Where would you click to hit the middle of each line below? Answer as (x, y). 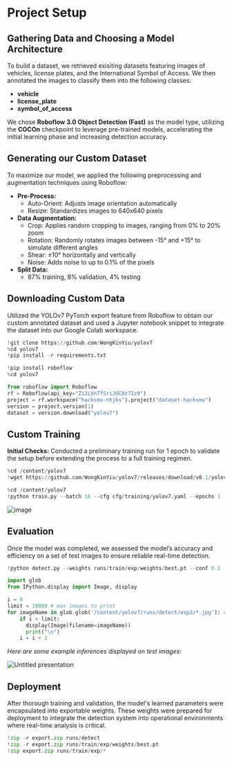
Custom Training (44, 434)
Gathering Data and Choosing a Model (91, 38)
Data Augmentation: (47, 218)
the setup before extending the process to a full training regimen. (100, 458)
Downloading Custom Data (66, 299)
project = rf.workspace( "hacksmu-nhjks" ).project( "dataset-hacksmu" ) (109, 400)
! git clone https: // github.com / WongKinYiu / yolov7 (80, 343)
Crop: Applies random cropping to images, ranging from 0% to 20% (124, 225)
